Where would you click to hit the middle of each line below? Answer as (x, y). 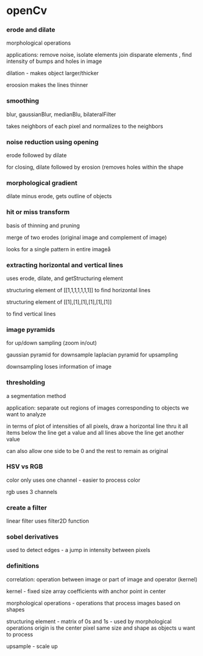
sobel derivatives (33, 537)
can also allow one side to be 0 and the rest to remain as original (87, 451)
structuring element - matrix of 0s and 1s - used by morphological (89, 621)
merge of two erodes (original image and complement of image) (87, 237)
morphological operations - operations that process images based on (94, 603)
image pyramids (31, 330)
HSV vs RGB (25, 466)
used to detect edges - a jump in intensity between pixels (78, 550)
